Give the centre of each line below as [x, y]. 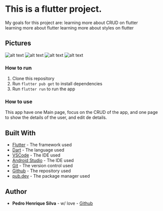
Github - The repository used [41, 171]
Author [16, 192]
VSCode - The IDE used [36, 155]
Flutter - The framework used [42, 145]
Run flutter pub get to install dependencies [57, 84]
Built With [20, 133]
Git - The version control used [42, 166]
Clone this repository [33, 79]
